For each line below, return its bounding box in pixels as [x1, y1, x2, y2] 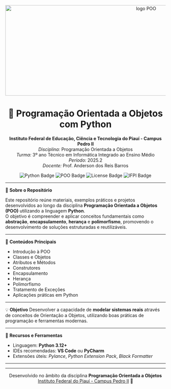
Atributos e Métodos [12, 259, 56, 265]
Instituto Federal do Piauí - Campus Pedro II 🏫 [38, 378, 133, 384]
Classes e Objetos [12, 254, 51, 260]
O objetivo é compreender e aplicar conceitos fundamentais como [5, 213, 145, 219]
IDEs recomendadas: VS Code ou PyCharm [12, 347, 104, 354]
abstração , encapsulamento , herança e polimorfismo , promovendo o [5, 218, 154, 224]
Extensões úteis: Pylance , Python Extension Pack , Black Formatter [12, 353, 153, 359]
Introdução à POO [12, 248, 51, 254]
